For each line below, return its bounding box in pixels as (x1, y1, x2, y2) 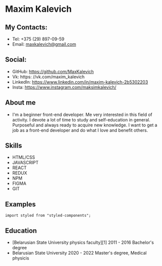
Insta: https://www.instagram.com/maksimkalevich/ (12, 84, 117, 90)
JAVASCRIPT (12, 160, 39, 166)
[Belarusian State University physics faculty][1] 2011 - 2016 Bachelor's (12, 239, 154, 245)
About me (5, 98, 36, 107)
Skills (5, 142, 22, 150)
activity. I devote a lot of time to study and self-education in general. (12, 117, 151, 122)
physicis (12, 255, 29, 261)
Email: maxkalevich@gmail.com (12, 41, 76, 47)
